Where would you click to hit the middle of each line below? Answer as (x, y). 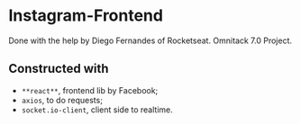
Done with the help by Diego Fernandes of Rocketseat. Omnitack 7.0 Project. (150, 40)
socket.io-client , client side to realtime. (97, 110)
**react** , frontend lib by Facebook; (90, 90)
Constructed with (59, 69)
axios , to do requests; (62, 100)
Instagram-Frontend (86, 16)
